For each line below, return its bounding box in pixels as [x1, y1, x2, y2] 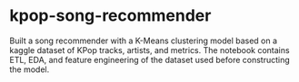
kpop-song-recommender [9, 5, 212, 26]
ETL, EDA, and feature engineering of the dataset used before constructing [9, 54, 291, 65]
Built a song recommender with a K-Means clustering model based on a [9, 35, 278, 46]
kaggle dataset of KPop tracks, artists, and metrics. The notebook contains [9, 44, 290, 55]
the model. [9, 64, 50, 75]
